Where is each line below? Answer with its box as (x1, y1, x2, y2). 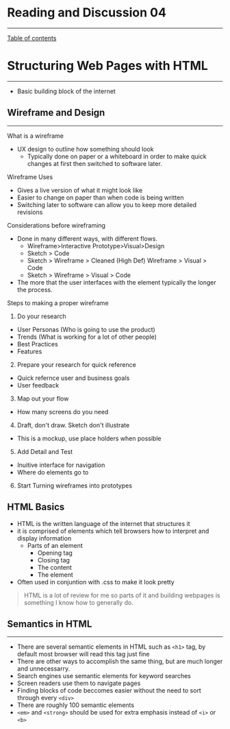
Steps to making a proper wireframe (7, 298, 109, 307)
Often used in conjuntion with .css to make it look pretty (16, 577, 175, 586)
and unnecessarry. (16, 665, 71, 673)
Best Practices (16, 339, 58, 348)
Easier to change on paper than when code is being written (16, 193, 184, 202)
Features (16, 347, 42, 355)
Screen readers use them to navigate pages (16, 679, 141, 687)
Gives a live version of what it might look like (16, 186, 143, 194)
